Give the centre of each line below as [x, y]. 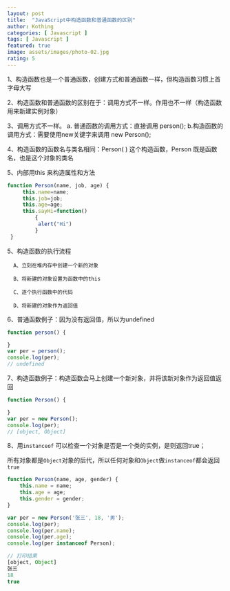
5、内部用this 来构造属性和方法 [51, 172]
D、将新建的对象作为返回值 [46, 306]
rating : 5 [21, 59]
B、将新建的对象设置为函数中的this [57, 279]
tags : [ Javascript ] [38, 39]
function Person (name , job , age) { [58, 185]
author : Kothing [30, 26]
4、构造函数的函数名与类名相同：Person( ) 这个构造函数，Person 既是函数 [112, 149]
